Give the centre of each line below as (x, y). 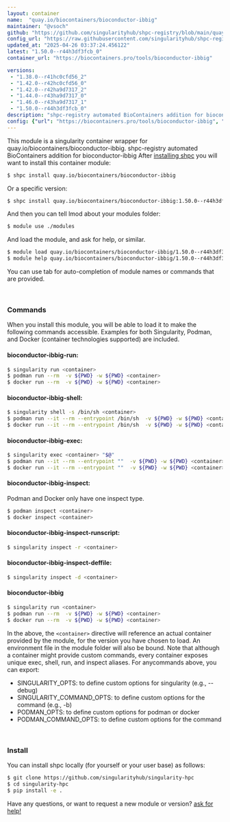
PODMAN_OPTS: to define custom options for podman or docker (108, 712)
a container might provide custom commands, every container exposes (107, 655)
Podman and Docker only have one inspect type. (76, 498)
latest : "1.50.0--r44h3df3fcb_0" (55, 52)
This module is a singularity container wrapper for (77, 140)
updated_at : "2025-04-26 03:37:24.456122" (68, 45)
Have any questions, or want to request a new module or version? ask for (110, 804)
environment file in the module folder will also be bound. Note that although (114, 647)
